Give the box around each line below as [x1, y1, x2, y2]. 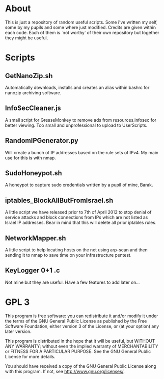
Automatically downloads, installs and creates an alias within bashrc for [5, 84, 150, 90]
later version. [5, 328, 32, 334]
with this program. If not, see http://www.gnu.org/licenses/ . [5, 368, 125, 374]
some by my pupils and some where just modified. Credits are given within [5, 24, 156, 30]
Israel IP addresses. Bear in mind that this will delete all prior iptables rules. [5, 219, 157, 226]
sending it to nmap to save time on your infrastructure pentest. [5, 252, 132, 258]
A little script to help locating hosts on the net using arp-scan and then [5, 247, 148, 253]
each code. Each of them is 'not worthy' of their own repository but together [5, 29, 160, 35]
